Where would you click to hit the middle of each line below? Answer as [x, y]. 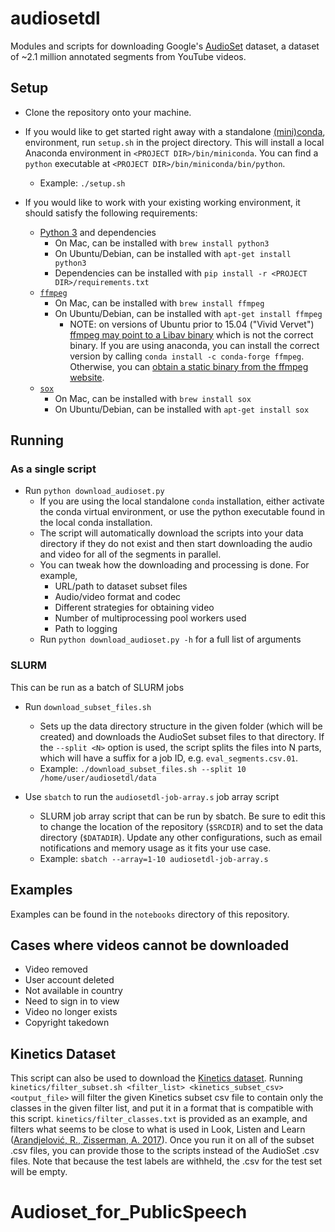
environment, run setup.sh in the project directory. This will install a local [174, 142]
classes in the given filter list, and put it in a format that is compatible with [162, 1108]
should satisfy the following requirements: [111, 213]
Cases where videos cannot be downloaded [150, 945]
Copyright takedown [67, 1023]
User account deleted [69, 980]
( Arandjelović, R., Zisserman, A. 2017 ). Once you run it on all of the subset [162, 1140]
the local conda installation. [96, 523]
